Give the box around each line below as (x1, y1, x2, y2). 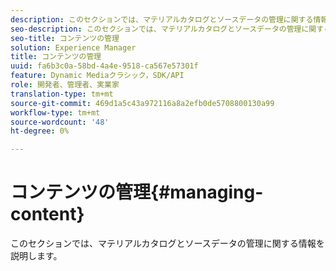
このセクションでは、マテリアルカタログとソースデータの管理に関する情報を (10, 237, 325, 250)
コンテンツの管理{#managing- (10, 181, 264, 204)
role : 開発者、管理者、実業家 (10, 80, 120, 90)
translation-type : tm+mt (10, 89, 114, 99)
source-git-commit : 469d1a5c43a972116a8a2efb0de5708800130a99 (10, 98, 275, 108)
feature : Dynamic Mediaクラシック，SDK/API (10, 71, 185, 81)
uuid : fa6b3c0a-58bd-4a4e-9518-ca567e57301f (10, 61, 199, 71)
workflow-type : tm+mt (10, 107, 101, 118)
